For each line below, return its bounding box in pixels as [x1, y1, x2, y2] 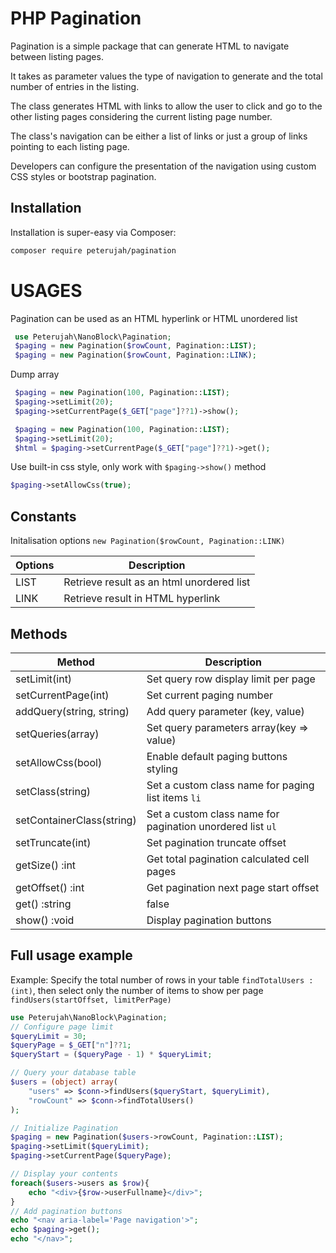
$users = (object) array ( [10, 1077, 118, 1087]
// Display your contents [10, 1169, 118, 1179]
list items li [146, 790, 202, 804]
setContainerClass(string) [15, 813, 137, 827]
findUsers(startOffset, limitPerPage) [10, 995, 172, 1005]
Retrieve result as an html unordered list [63, 575, 251, 589]
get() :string [15, 897, 72, 911]
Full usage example [10, 947, 133, 964]
